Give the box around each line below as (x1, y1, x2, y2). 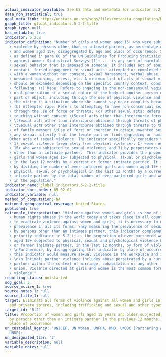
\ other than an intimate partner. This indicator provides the (9, 150, 147, 155)
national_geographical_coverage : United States (5, 201, 105, 206)
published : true (5, 206, 39, 211)
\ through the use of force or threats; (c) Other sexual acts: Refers (9, 109, 161, 114)
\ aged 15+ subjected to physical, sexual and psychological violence (9, 238, 158, 243)
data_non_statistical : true (5, 12, 63, 17)
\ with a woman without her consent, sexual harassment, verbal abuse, (9, 72, 161, 77)
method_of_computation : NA (5, 197, 61, 202)
